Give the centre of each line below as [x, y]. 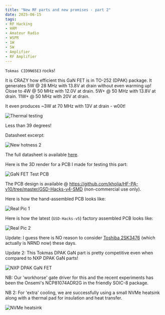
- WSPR [12, 38]
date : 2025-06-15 [23, 15]
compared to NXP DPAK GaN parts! [42, 258]
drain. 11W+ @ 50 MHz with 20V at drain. [47, 96]
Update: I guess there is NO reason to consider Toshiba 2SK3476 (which [80, 238]
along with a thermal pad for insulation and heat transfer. [64, 298]
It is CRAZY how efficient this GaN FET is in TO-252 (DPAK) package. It [78, 80]
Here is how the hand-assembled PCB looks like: [56, 199]
